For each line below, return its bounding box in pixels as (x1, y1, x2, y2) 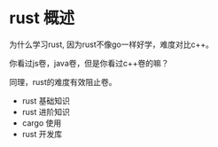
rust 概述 (9, 8, 75, 28)
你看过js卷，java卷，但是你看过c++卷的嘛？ (9, 58, 170, 68)
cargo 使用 (21, 117, 62, 128)
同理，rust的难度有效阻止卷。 (9, 76, 117, 87)
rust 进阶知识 (21, 106, 71, 117)
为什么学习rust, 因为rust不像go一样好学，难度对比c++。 (9, 39, 214, 50)
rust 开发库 (21, 128, 63, 139)
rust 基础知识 (21, 95, 71, 106)
